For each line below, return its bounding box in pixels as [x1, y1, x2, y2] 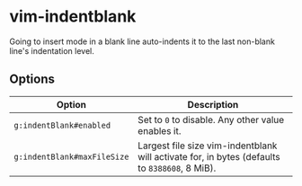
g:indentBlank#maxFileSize [13, 151, 129, 162]
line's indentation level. [9, 45, 94, 56]
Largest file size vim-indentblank [138, 139, 278, 152]
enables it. [138, 124, 182, 137]
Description [187, 98, 239, 111]
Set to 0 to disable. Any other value [138, 113, 285, 126]
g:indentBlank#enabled [13, 120, 111, 130]
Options [9, 72, 56, 87]
